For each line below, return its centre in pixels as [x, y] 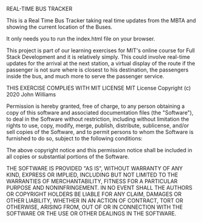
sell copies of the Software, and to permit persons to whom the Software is [100, 132]
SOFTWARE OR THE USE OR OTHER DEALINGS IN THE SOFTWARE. [91, 214]
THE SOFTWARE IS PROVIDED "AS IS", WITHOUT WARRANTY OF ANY [95, 168]
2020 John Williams [31, 94]
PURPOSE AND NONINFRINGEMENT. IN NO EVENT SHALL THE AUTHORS [99, 188]
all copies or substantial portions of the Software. [68, 156]
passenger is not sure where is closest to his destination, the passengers [98, 70]
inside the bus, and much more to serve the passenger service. [86, 76]
